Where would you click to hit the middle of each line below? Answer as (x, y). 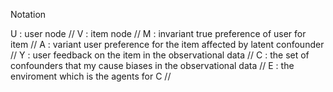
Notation (28, 14)
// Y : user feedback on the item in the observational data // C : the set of (160, 55)
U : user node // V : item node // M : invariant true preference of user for (158, 33)
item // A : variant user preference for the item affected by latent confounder (167, 44)
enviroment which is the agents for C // (91, 76)
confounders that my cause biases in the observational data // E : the (152, 65)
